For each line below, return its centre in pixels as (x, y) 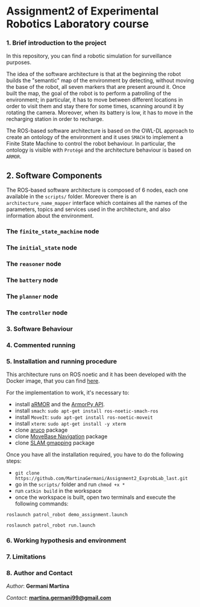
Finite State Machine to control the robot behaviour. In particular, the (91, 144)
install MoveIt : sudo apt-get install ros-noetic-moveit (84, 417)
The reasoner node (34, 264)
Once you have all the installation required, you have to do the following (95, 454)
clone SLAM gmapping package (55, 443)
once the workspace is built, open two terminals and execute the (95, 497)
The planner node (32, 296)
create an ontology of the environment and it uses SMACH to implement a (95, 137)
